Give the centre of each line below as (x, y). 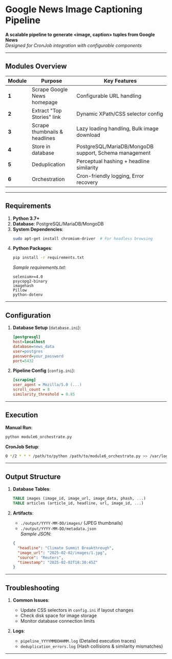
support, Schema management (114, 153)
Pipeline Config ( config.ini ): (44, 370)
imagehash (23, 286)
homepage (45, 102)
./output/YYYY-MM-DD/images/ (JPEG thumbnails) (72, 523)
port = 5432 (23, 361)
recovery (87, 182)
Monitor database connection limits (58, 621)
